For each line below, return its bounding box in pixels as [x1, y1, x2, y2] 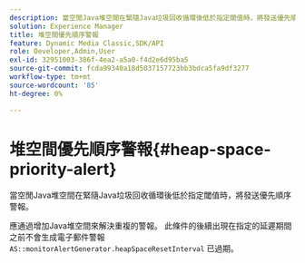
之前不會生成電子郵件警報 [9, 232, 105, 243]
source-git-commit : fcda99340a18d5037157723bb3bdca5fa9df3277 [9, 64, 250, 73]
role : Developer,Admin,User [9, 47, 116, 56]
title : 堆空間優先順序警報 [9, 30, 100, 39]
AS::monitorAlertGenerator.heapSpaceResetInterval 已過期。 [9, 243, 239, 254]
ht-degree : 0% [9, 89, 64, 98]
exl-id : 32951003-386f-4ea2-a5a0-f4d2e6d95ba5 [9, 55, 189, 64]
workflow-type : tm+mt [9, 73, 92, 82]
